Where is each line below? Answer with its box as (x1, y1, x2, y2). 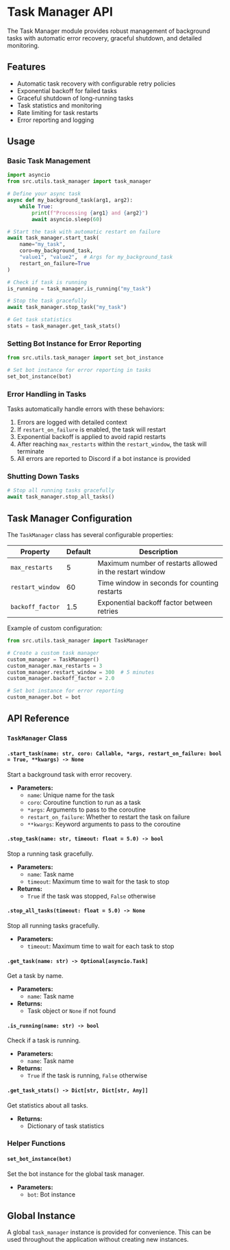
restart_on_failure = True (19, 260, 90, 267)
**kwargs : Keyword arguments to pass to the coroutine (27, 820, 181, 828)
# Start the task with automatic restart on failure (7, 228, 161, 235)
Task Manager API (7, 4, 113, 20)
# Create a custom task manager (7, 649, 99, 656)
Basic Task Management (7, 156, 91, 166)
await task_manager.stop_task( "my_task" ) (7, 304, 127, 311)
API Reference (7, 713, 70, 725)
